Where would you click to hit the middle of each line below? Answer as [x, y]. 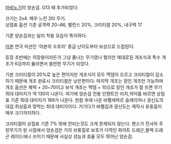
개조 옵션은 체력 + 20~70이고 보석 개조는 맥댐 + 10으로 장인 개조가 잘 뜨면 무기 [84, 87]
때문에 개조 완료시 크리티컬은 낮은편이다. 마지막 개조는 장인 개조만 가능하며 [89, 81]
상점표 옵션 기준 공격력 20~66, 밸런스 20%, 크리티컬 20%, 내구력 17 [74, 25]
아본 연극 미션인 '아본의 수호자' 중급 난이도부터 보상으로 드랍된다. [70, 46]
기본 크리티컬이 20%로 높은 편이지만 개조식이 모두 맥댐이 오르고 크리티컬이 [80, 75]
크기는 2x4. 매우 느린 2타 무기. [36, 18]
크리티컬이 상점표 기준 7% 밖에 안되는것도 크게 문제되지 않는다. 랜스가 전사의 [82, 124]
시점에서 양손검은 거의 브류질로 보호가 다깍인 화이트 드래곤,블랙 [91, 130]
